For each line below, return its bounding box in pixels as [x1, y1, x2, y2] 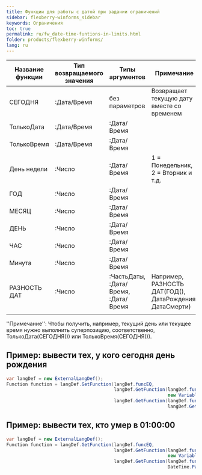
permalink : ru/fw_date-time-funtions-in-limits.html [6, 31, 141, 37]
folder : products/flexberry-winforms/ [6, 37, 103, 43]
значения [64, 76, 94, 85]
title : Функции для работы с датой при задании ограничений [6, 8, 161, 15]
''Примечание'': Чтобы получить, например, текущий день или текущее [6, 320, 191, 327]
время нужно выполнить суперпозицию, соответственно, [6, 326, 155, 334]
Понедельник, [151, 161, 193, 169]
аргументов [109, 73, 145, 81]
